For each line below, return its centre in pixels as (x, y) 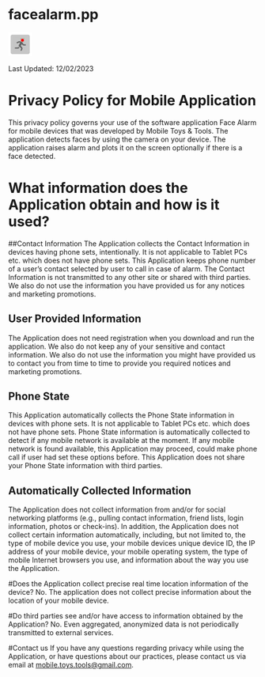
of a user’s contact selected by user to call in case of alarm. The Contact (127, 269)
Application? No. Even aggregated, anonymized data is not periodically (124, 624)
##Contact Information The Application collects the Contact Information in (129, 244)
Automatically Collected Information (100, 491)
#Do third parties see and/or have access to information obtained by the (126, 616)
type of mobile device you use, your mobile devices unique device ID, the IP (132, 543)
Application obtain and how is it (114, 205)
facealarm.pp (53, 15)
